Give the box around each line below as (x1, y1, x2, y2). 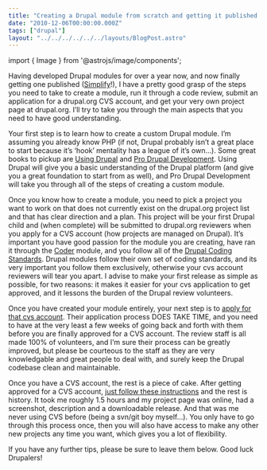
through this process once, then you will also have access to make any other (8, 421, 259, 430)
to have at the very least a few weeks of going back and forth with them (8, 320, 244, 331)
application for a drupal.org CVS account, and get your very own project (8, 96, 245, 106)
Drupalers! (8, 453, 43, 463)
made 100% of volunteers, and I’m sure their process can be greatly (8, 338, 230, 347)
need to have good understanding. (8, 113, 122, 123)
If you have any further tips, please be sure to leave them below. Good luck (8, 445, 254, 454)
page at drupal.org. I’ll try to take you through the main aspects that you (8, 105, 244, 115)
